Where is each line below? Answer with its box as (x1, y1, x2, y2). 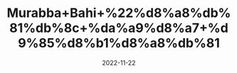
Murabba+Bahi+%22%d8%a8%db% (6, 5, 231, 21)
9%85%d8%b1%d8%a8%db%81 (18, 35, 220, 51)
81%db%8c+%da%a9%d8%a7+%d (9, 20, 228, 36)
